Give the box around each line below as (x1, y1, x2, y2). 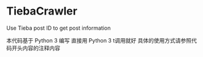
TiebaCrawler (6, 4, 78, 18)
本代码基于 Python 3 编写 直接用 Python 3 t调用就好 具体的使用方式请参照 (6, 36, 192, 44)
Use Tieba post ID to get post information (6, 24, 111, 32)
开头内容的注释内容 (11, 44, 60, 52)
